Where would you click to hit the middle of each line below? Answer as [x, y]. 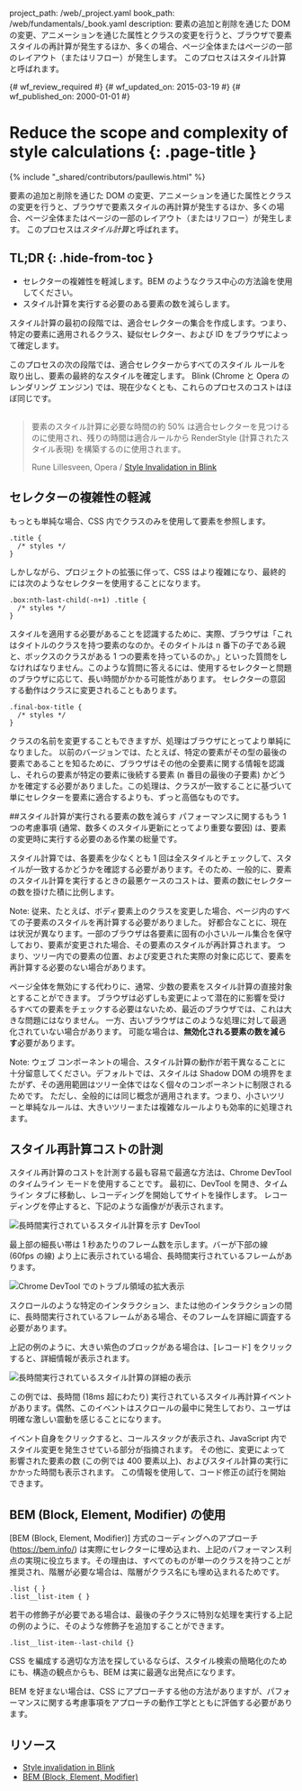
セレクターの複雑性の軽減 [80, 498]
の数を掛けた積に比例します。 [64, 891]
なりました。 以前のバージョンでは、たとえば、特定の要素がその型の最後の [148, 752]
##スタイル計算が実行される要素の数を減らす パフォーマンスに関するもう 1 [148, 816]
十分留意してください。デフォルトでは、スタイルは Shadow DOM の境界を [147, 1073]
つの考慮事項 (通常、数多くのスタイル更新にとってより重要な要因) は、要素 [148, 827]
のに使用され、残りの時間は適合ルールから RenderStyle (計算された [156, 437]
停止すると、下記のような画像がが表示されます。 [138, 1206]
